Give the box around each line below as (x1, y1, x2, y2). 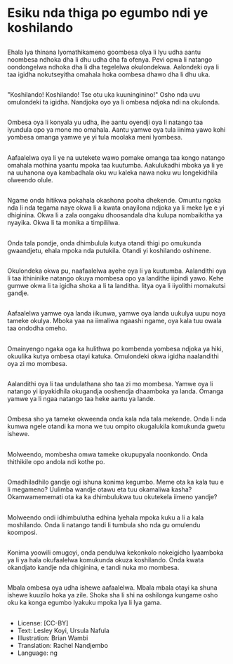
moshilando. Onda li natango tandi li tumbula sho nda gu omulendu (7, 520, 201, 529)
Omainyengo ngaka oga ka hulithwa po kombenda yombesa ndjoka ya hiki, (7, 344, 224, 353)
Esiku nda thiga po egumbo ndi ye (7, 5, 208, 21)
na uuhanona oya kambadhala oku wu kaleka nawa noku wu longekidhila (7, 168, 218, 177)
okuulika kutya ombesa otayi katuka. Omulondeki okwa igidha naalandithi (7, 352, 219, 360)
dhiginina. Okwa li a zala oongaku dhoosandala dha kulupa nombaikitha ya (7, 211, 223, 219)
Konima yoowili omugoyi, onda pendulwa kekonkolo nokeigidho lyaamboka (7, 548, 224, 557)
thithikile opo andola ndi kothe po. (7, 457, 105, 466)
